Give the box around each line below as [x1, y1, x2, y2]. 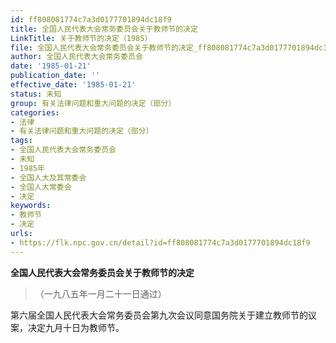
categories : [10, 107, 60, 118]
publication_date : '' [10, 71, 101, 81]
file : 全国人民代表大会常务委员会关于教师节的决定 [10, 42, 194, 53]
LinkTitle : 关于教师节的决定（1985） [10, 33, 153, 43]
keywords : [10, 201, 52, 211]
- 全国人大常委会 [10, 182, 72, 192]
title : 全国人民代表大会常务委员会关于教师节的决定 [10, 24, 198, 34]
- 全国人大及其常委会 [10, 172, 87, 183]
